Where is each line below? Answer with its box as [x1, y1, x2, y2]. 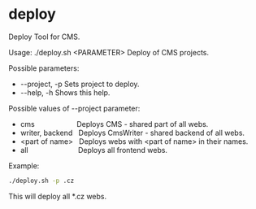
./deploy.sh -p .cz [8, 176, 75, 185]
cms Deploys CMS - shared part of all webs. [20, 119, 209, 128]
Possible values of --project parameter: [8, 103, 141, 113]
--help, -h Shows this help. [20, 87, 111, 98]
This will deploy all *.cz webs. [8, 191, 107, 201]
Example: [8, 160, 40, 171]
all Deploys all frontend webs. [20, 145, 168, 155]
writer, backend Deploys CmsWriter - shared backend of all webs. [20, 128, 245, 137]
